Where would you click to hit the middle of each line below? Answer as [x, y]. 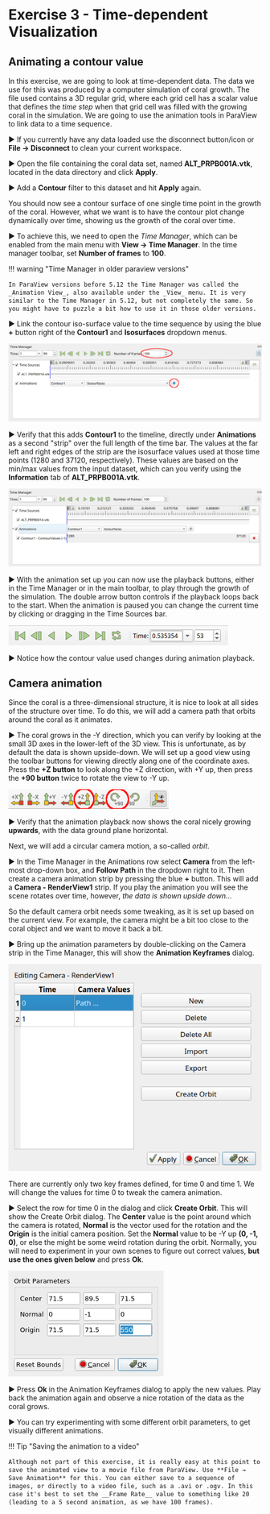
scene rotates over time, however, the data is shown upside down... [120, 896]
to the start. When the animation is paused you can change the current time [133, 605]
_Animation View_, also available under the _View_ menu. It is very [127, 292]
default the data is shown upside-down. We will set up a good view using [129, 753]
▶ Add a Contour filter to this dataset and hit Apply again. [105, 188]
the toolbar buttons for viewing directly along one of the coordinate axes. [129, 761]
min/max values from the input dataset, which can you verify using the [125, 469]
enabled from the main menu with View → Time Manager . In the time [123, 245]
